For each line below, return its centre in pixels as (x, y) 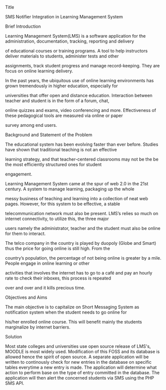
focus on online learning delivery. (39, 71)
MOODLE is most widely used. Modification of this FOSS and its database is (83, 352)
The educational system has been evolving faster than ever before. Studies (82, 144)
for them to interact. (26, 233)
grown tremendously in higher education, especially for (61, 86)
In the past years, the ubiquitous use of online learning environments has (80, 81)
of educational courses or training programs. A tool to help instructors (76, 51)
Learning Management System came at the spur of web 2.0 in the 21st (77, 184)
